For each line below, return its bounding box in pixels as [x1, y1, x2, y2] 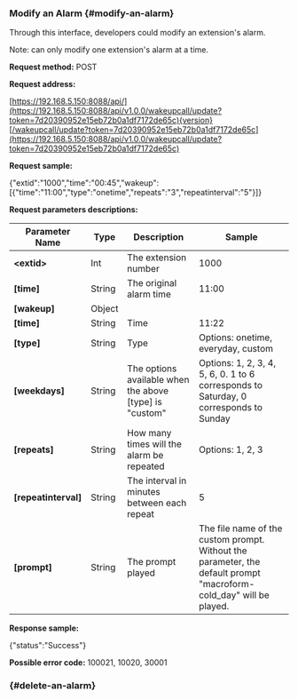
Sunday [198, 412, 231, 425]
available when [127, 374, 190, 386]
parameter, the [198, 556, 261, 568]
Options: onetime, [198, 331, 273, 344]
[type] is [127, 396, 162, 409]
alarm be [127, 449, 164, 462]
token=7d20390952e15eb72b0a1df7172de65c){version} [9, 115, 213, 126]
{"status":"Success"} [9, 640, 87, 651]
